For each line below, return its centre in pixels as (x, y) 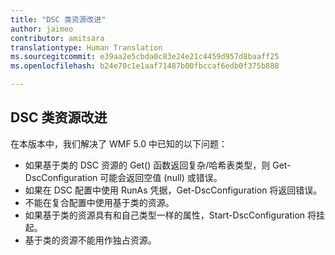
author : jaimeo (42, 29)
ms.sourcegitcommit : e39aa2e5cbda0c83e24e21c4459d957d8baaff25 (145, 57)
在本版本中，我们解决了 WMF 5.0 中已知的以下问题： (119, 143)
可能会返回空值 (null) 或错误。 (161, 177)
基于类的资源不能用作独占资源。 (90, 240)
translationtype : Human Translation (86, 47)
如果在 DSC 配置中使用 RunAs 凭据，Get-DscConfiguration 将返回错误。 (173, 190)
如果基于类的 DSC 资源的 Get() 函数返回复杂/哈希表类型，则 (147, 165)
